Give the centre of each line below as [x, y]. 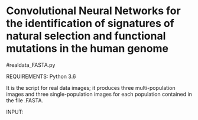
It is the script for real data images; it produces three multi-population [91, 87]
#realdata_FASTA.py [31, 65]
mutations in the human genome [87, 49]
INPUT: [15, 112]
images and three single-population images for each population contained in [99, 94]
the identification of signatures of [90, 23]
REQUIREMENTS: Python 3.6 [41, 76]
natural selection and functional [86, 36]
